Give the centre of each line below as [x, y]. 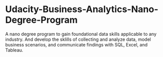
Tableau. [14, 50]
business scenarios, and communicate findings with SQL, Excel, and [76, 44]
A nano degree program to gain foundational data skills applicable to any [81, 34]
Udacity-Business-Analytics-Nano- [82, 9]
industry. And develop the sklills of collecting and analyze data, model [78, 39]
